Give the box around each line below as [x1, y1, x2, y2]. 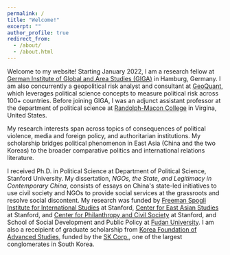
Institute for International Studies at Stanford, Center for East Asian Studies [7, 203, 219, 212]
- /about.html [13, 49, 54, 56]
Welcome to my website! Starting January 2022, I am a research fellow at [7, 67, 215, 76]
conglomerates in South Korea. [7, 240, 95, 248]
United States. [7, 111, 47, 119]
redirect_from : [7, 36, 51, 43]
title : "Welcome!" [7, 16, 60, 23]
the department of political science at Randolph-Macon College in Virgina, [7, 104, 217, 112]
